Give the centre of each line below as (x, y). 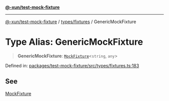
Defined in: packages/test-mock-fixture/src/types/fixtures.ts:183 (72, 65)
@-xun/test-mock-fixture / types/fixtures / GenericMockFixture (71, 22)
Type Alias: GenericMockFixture (74, 42)
